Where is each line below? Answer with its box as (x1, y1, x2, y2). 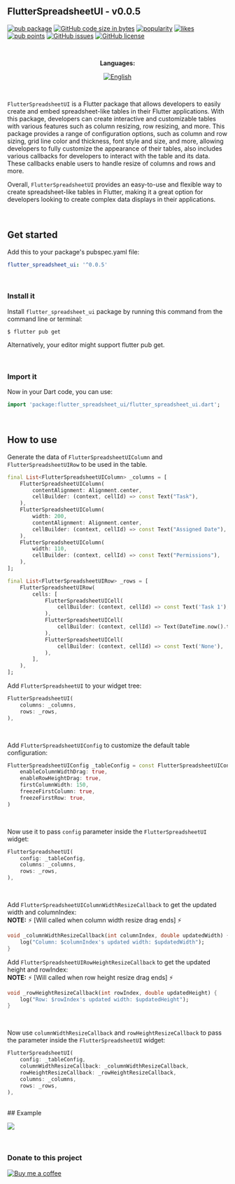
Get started (7, 229, 58, 241)
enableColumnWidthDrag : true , (20, 768, 108, 775)
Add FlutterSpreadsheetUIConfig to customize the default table (7, 741, 190, 749)
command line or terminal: (7, 315, 83, 323)
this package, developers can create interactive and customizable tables (7, 114, 217, 123)
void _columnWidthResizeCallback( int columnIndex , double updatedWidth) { (7, 932, 230, 939)
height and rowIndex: (7, 965, 69, 974)
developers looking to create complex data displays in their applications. (7, 195, 216, 203)
